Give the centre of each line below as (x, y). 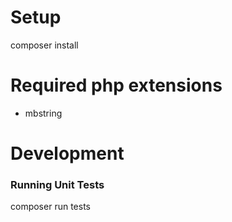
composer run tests (50, 207)
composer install (44, 45)
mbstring (43, 113)
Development (67, 153)
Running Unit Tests (57, 184)
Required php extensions (116, 85)
